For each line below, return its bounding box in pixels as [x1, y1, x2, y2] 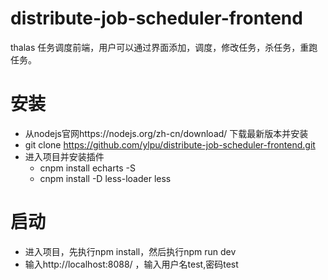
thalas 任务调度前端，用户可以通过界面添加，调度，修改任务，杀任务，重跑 [10, 41, 318, 53]
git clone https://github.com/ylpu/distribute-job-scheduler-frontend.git [24, 138, 316, 151]
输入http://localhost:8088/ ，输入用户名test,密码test [24, 258, 239, 270]
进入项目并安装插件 [24, 150, 105, 162]
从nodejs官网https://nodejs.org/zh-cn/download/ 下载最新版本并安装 [24, 127, 309, 139]
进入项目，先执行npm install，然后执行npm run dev [24, 245, 237, 257]
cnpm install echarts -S [39, 162, 136, 174]
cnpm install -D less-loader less [39, 172, 172, 184]
